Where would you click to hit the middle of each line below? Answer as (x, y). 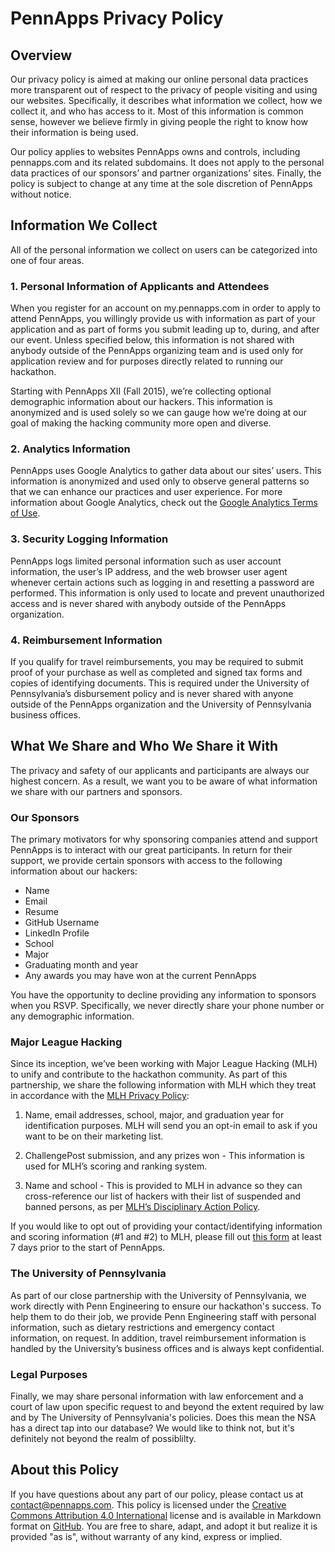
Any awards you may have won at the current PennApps (140, 976)
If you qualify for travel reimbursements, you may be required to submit (157, 661)
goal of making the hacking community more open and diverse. (141, 423)
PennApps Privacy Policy (117, 18)
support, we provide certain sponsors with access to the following (146, 861)
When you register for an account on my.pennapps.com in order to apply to (165, 308)
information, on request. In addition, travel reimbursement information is (158, 1338)
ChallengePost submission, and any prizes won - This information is (164, 1156)
